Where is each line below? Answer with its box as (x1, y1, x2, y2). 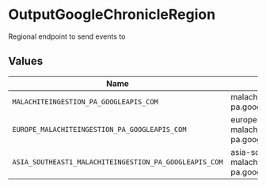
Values (8, 55, 44, 68)
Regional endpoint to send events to (8, 32, 126, 41)
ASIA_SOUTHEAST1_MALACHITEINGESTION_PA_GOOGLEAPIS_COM (12, 157, 223, 167)
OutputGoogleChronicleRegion (8, 6, 216, 24)
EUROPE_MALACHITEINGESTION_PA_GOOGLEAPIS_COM (12, 125, 187, 133)
